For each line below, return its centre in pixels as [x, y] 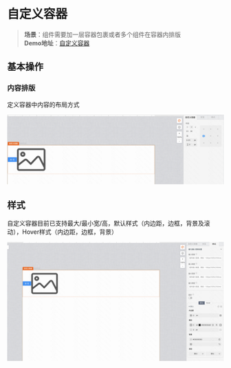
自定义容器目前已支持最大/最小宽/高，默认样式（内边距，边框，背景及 [106, 223]
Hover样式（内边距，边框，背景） [70, 232]
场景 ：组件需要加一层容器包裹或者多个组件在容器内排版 [102, 34]
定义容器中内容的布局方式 [43, 105]
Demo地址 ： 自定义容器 [57, 43]
